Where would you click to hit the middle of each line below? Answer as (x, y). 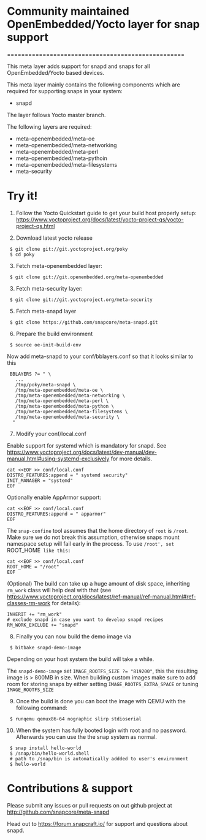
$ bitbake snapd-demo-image (45, 647)
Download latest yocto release (54, 238)
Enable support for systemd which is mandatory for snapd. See (87, 445)
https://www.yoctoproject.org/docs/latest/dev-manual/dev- (82, 452)
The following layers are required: (49, 126)
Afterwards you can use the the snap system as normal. (86, 736)
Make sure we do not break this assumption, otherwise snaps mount (93, 537)
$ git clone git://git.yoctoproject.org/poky (69, 249)
